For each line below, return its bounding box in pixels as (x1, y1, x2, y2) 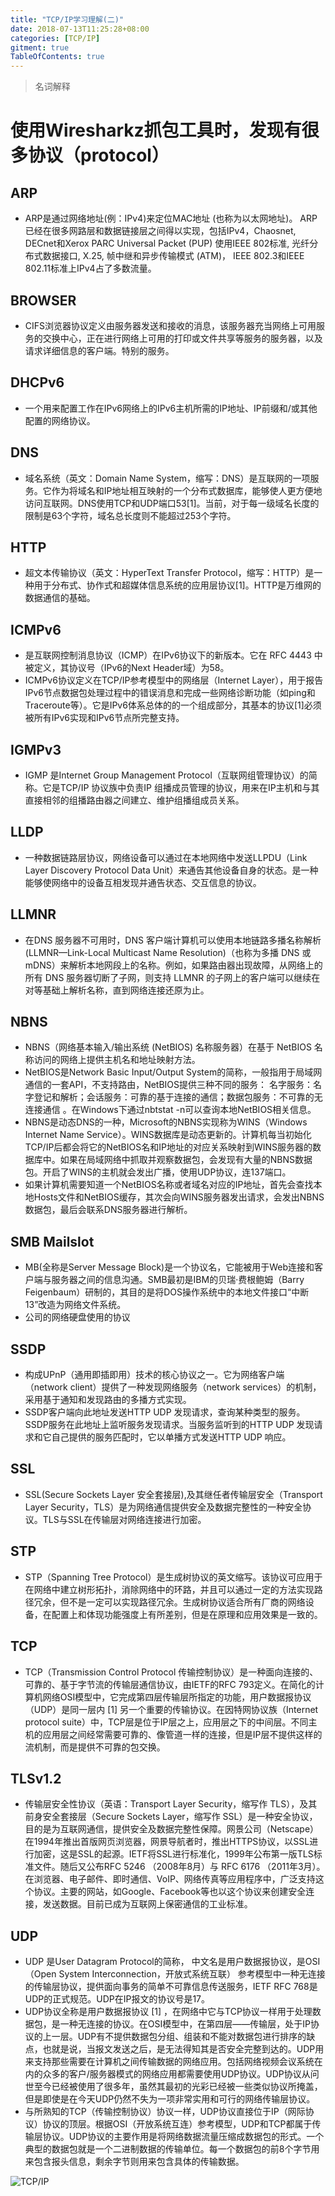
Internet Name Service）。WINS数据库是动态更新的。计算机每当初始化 (24, 1129, 312, 1141)
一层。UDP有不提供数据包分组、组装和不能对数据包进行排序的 (51, 2031, 307, 2043)
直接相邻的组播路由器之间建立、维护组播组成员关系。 (24, 794, 245, 806)
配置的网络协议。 (24, 414, 96, 426)
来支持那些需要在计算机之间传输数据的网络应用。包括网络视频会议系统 (24, 2056, 315, 2068)
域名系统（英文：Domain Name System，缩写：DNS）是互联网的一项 (24, 472, 311, 484)
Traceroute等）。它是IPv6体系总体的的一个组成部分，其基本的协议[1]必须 (24, 699, 322, 711)
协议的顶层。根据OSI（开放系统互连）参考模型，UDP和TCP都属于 (42, 2118, 313, 2130)
